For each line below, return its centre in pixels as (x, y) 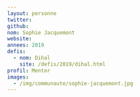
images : (18, 77)
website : (20, 39)
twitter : (20, 20)
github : (18, 26)
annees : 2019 (26, 45)
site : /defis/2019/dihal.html (63, 64)
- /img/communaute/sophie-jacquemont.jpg (73, 83)
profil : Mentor (29, 70)
